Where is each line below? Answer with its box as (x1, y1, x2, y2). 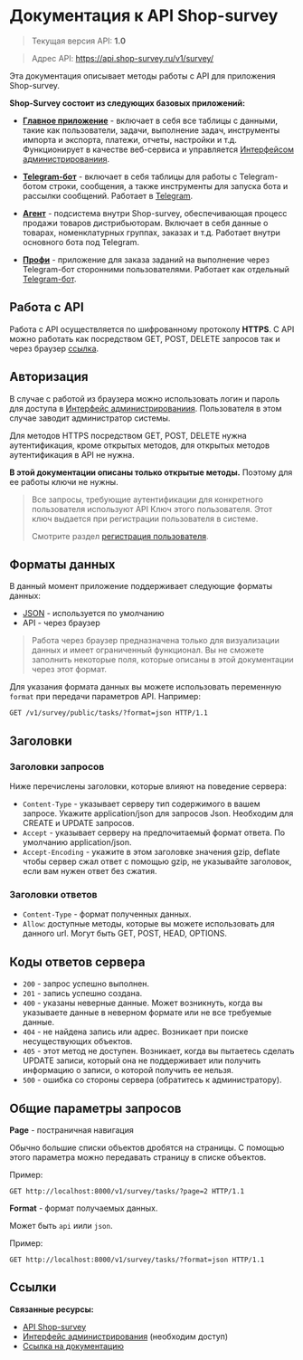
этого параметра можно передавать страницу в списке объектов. (9, 1151, 267, 1163)
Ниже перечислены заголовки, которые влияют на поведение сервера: (9, 781, 287, 792)
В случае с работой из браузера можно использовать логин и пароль (9, 393, 280, 404)
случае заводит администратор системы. (9, 413, 171, 423)
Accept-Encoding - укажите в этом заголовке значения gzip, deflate (22, 847, 280, 858)
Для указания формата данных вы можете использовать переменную (9, 681, 282, 692)
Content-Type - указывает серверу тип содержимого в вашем (22, 798, 260, 810)
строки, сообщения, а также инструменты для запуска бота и (48, 180, 289, 191)
